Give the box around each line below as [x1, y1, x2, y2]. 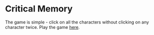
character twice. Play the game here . [5, 24, 80, 30]
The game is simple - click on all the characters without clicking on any [5, 19, 149, 25]
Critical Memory [5, 3, 73, 14]
